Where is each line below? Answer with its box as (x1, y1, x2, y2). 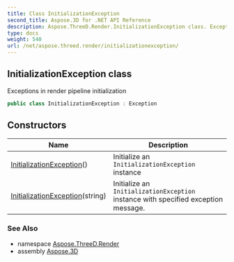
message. (113, 203, 146, 213)
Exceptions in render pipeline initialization (7, 86, 127, 95)
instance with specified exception (113, 194, 224, 204)
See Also (7, 224, 38, 234)
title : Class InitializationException (7, 10, 120, 17)
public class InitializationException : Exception (7, 100, 157, 107)
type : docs (7, 29, 39, 37)
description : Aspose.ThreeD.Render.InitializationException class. (7, 23, 208, 30)
